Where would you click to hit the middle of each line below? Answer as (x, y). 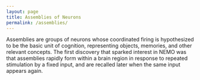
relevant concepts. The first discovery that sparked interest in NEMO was (96, 52)
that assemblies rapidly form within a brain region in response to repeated (97, 58)
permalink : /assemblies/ (37, 23)
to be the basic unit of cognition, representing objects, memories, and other (99, 46)
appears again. (24, 71)
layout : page (22, 12)
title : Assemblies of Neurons (44, 17)
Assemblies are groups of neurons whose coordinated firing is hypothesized (100, 40)
